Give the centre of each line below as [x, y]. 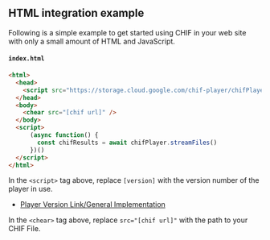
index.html [27, 59]
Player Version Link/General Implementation [93, 205]
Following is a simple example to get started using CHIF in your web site [127, 32]
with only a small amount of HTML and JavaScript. [92, 41]
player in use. [31, 189]
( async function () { [64, 135]
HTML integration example [76, 13]
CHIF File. [25, 229]
